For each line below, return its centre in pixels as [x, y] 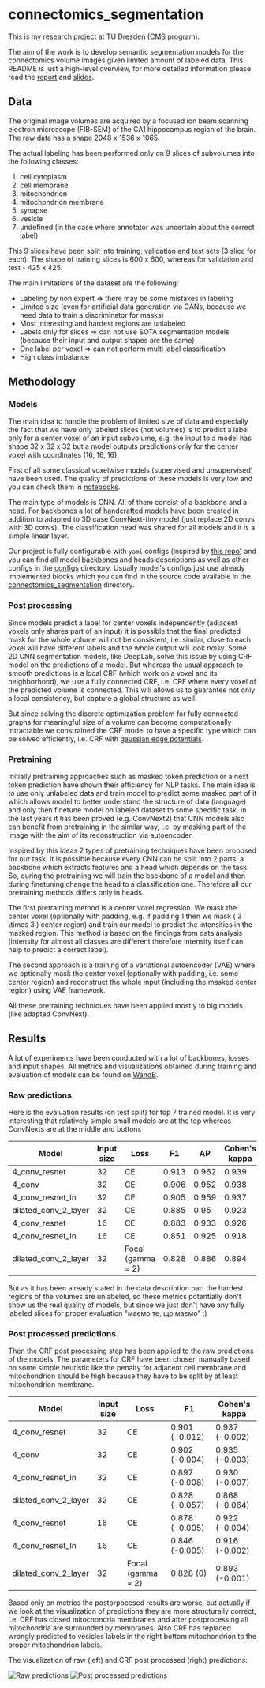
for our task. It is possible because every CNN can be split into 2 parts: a [126, 859]
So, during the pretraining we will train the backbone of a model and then [127, 876]
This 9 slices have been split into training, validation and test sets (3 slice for [132, 251]
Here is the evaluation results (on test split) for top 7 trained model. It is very [132, 1113]
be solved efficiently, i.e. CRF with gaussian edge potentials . [106, 738]
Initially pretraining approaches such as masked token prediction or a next [128, 777]
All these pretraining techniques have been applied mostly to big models [125, 1006]
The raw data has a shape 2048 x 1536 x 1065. [84, 138]
